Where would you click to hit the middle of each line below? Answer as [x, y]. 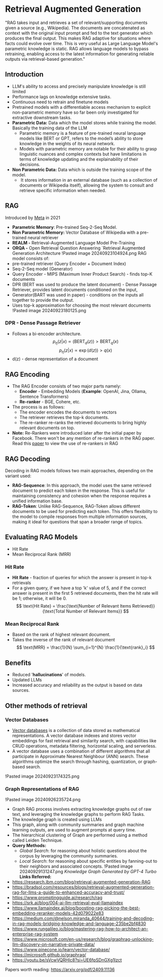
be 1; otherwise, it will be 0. [40, 598]
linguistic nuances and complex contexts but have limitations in [83, 154]
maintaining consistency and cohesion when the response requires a [81, 496]
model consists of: [31, 258]
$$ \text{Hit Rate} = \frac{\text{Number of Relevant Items [74, 606]
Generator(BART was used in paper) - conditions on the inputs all [78, 294]
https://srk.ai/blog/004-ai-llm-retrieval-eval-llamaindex [68, 903]
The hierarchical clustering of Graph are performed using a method [80, 835]
